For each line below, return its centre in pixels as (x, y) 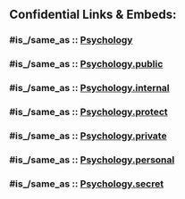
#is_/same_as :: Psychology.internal (89, 88)
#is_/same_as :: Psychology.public (86, 64)
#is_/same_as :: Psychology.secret (86, 184)
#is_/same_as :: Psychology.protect (88, 112)
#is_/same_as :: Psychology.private (88, 136)
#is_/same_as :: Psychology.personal (92, 160)
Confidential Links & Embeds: (93, 15)
